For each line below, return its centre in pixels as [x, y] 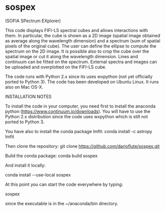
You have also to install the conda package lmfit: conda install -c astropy [79, 131]
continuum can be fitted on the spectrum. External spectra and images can [81, 62]
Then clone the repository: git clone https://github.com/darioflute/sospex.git [82, 146]
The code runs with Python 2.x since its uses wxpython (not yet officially [79, 76]
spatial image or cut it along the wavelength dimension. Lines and [71, 56]
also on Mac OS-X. [24, 87]
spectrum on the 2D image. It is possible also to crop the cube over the [77, 51]
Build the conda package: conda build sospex [51, 156]
